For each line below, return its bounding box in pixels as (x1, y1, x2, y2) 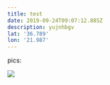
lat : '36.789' (7, 30, 50, 38)
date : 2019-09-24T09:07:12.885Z (7, 17, 103, 24)
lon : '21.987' (7, 37, 50, 44)
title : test (7, 10, 43, 18)
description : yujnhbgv (7, 23, 75, 30)
